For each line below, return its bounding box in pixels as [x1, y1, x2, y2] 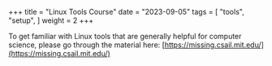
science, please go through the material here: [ [8, 40, 165, 50]
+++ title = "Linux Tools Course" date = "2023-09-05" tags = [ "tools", [8, 7, 245, 16]
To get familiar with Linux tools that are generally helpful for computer [8, 32, 242, 41]
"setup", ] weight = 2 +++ [8, 15, 94, 25]
